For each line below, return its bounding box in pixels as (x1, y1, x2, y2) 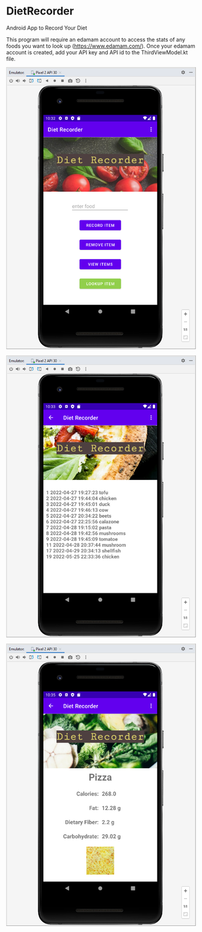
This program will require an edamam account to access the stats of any (6, 36, 185, 43)
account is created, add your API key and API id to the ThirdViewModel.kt (6, 48, 188, 56)
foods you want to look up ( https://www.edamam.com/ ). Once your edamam (6, 42, 195, 49)
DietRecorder (6, 4, 74, 18)
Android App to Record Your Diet (6, 24, 87, 31)
